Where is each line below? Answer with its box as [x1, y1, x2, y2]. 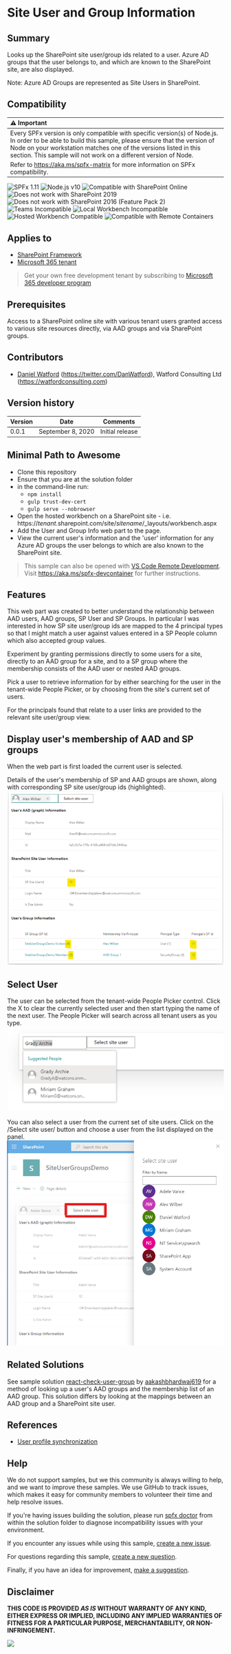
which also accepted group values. [7, 637, 107, 645]
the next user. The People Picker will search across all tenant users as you [7, 1012, 218, 1020]
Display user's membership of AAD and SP [7, 733, 194, 745]
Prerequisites [7, 299, 66, 310]
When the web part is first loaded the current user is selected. [7, 762, 184, 770]
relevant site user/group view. [7, 713, 91, 721]
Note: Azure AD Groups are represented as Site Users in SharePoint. [7, 79, 201, 87]
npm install [27, 491, 62, 498]
